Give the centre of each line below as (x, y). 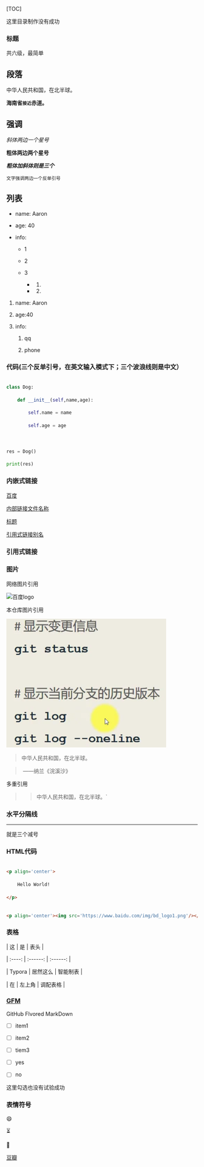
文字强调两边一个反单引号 (33, 178)
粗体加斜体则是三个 (30, 165)
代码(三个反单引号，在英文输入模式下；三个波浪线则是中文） (95, 367)
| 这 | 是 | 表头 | (25, 946)
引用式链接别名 (25, 534)
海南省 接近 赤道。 (27, 103)
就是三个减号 (22, 834)
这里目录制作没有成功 (33, 21)
